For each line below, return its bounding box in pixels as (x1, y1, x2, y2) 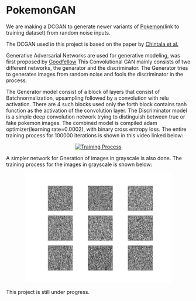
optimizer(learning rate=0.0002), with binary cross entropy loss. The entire (6, 126, 187, 133)
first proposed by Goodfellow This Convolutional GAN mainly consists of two (6, 58, 191, 65)
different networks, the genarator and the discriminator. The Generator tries (6, 64, 188, 71)
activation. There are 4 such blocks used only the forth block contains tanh (6, 100, 187, 107)
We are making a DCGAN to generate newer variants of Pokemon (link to (6, 23, 180, 30)
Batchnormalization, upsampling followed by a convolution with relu (6, 94, 169, 102)
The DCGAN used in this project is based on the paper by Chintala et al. (6, 40, 178, 48)
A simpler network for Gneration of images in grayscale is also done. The (6, 154, 183, 161)
